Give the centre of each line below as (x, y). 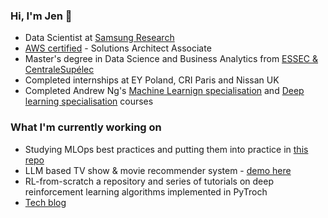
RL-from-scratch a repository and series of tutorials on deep (149, 181)
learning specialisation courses (89, 101)
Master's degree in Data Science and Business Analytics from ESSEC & (171, 59)
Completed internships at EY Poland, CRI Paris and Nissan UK (152, 80)
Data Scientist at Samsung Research (99, 38)
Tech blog (45, 202)
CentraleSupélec (59, 70)
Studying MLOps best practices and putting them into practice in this (166, 149)
